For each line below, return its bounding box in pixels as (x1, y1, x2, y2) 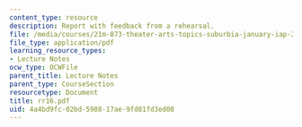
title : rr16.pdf (9, 96, 70, 106)
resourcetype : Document (9, 88, 99, 97)
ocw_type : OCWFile (9, 63, 78, 72)
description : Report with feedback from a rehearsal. (9, 21, 216, 30)
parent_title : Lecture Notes (9, 72, 119, 80)
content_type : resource (9, 13, 99, 22)
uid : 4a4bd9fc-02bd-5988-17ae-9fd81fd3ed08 (9, 105, 175, 114)
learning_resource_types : (9, 47, 106, 55)
